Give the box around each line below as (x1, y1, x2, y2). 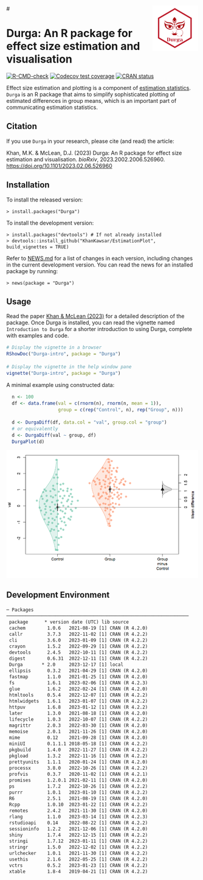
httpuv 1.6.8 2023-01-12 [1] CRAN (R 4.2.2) (9, 704, 148, 710)
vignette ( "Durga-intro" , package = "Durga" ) (6, 370, 121, 376)
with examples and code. (6, 332, 69, 340)
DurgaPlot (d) (12, 438, 45, 445)
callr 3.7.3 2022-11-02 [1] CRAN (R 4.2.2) (9, 631, 148, 637)
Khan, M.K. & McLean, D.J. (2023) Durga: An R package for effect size (6, 149, 182, 156)
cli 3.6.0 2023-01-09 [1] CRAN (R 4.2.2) (9, 637, 148, 643)
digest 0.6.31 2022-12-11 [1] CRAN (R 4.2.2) (9, 655, 148, 662)
